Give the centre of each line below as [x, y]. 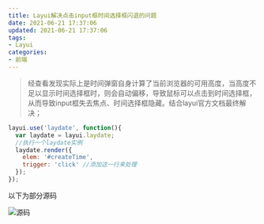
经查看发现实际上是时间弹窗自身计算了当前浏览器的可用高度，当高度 [138, 83]
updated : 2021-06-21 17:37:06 [58, 30]
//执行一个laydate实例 [49, 142]
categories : [28, 52]
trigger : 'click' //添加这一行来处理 [79, 165]
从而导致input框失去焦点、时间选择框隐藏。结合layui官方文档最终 [133, 103]
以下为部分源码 [32, 196]
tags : [17, 38]
